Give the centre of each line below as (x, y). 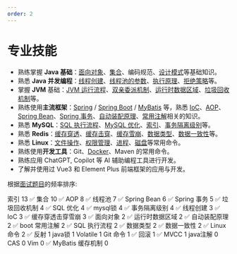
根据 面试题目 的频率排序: (42, 183)
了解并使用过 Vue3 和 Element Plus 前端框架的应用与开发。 (103, 169)
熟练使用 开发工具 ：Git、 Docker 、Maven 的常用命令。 (95, 151)
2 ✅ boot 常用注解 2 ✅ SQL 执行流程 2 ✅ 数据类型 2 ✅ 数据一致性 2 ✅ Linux (117, 225)
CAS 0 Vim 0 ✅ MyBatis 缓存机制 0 (58, 243)
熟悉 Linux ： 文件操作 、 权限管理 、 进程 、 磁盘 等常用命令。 (101, 143)
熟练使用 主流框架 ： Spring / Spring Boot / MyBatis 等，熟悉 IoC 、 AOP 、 (121, 107)
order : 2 (20, 14)
